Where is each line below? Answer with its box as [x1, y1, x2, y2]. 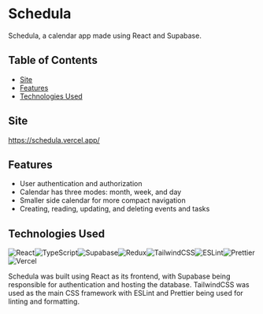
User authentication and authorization [19, 179, 143, 189]
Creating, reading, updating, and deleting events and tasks [19, 204, 210, 214]
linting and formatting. [8, 297, 80, 306]
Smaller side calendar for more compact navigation [19, 196, 187, 205]
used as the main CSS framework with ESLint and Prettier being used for [8, 289, 244, 298]
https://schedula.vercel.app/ [8, 135, 100, 144]
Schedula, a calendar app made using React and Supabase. [8, 31, 202, 40]
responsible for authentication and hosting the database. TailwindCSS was [8, 280, 250, 290]
